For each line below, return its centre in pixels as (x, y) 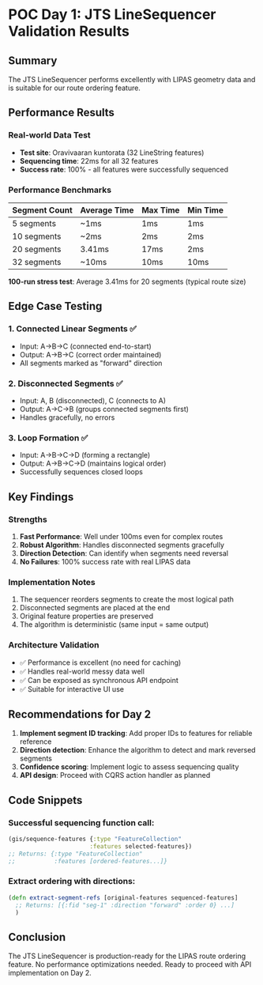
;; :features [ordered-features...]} (88, 861)
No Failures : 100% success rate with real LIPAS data (105, 561)
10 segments (37, 236)
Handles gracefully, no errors (67, 417)
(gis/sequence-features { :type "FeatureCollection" (95, 840)
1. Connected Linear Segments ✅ (72, 329)
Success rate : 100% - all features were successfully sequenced (124, 169)
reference (36, 742)
